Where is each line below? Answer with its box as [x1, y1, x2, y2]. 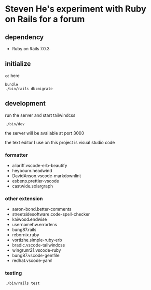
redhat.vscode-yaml [12, 258, 53, 263]
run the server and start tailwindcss [5, 112, 76, 118]
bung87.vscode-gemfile [12, 253, 60, 259]
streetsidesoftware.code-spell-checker [12, 212, 90, 217]
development [5, 99, 46, 107]
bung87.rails [12, 227, 37, 233]
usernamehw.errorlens [12, 222, 57, 228]
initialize [5, 60, 31, 68]
